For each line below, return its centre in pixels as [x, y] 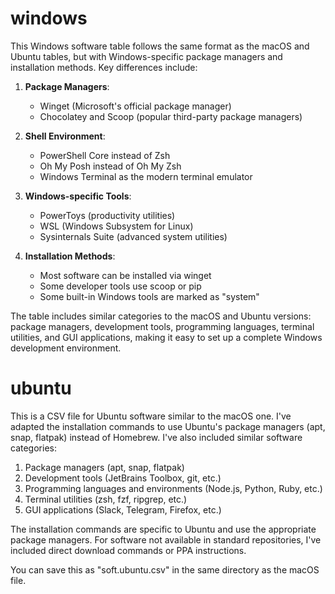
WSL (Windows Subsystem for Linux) [116, 226]
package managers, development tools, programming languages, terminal [162, 326]
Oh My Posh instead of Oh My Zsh [110, 166]
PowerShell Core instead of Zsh [105, 155]
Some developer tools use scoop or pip [120, 286]
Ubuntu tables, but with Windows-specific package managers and [146, 56]
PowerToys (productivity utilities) [107, 215]
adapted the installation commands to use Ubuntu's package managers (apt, [168, 426]
